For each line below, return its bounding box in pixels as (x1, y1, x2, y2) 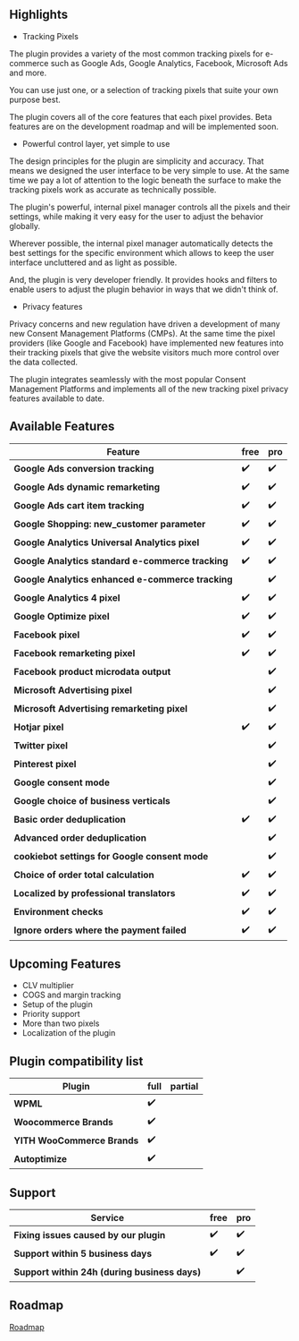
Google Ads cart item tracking (13, 500, 145, 512)
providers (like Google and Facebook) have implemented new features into (9, 337, 284, 348)
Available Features (9, 419, 115, 434)
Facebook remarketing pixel (13, 647, 136, 660)
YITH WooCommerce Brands (13, 1134, 139, 1147)
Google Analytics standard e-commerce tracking (13, 555, 229, 568)
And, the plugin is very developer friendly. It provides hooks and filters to (9, 274, 278, 285)
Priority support (21, 1009, 80, 1020)
